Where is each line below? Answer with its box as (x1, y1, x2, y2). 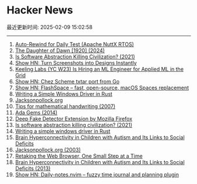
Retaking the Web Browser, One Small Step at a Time (15, 152, 143, 159)
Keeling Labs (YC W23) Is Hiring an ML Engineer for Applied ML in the (15, 65, 184, 72)
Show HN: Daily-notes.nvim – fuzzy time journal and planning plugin (15, 171, 179, 178)
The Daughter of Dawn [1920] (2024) (15, 47, 105, 54)
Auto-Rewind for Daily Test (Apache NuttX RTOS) (15, 40, 134, 47)
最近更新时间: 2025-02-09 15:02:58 (6, 23, 93, 30)
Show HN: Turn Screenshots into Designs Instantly (15, 59, 137, 66)
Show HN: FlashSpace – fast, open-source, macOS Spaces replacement (15, 84, 189, 91)
